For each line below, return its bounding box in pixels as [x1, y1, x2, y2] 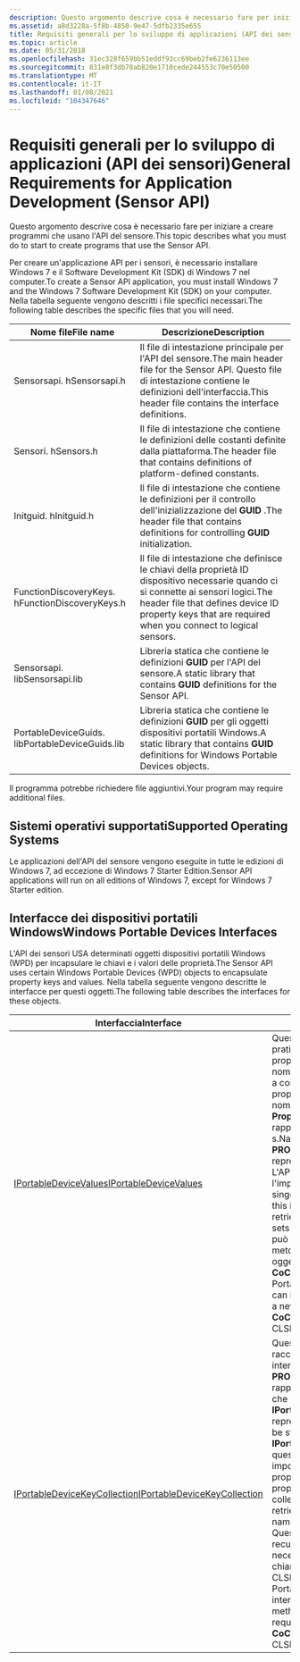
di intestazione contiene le [139, 374, 250, 387]
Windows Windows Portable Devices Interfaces [9, 924, 278, 939]
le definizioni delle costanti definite [139, 434, 287, 447]
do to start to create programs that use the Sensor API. [9, 240, 212, 251]
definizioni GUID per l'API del [139, 656, 261, 668]
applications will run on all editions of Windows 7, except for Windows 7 [9, 875, 272, 886]
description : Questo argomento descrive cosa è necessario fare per [9, 13, 270, 22]
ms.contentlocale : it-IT [9, 80, 102, 88]
